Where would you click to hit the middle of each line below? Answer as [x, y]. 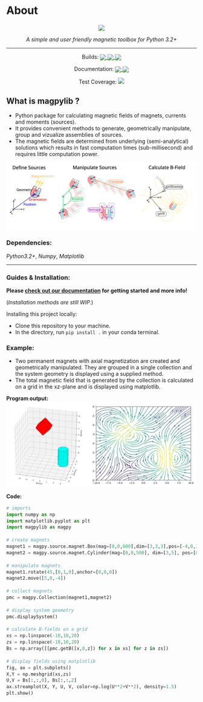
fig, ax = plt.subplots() [39, 668]
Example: [20, 347]
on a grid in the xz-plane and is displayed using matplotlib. [88, 387]
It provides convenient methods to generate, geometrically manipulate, [103, 128]
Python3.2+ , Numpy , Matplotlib [45, 256]
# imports [19, 508]
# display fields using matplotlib [51, 661]
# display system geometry [40, 610]
